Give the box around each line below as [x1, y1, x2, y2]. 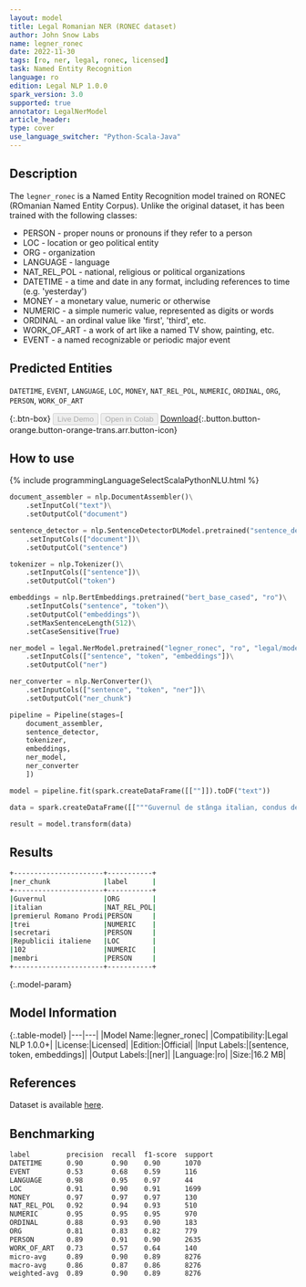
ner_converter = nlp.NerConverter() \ [9, 677, 153, 686]
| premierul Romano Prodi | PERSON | [9, 911, 157, 921]
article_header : [9, 115, 71, 124]
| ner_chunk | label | [9, 878, 157, 887]
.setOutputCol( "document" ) [25, 510, 128, 519]
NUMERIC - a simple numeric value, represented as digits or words [22, 305, 275, 316]
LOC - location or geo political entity [22, 237, 159, 248]
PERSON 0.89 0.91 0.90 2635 [9, 1235, 202, 1244]
